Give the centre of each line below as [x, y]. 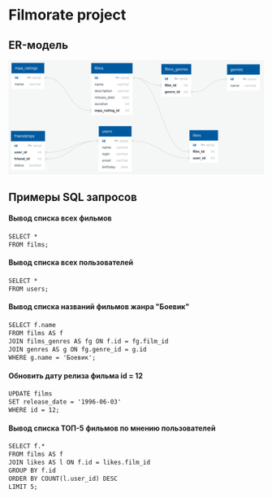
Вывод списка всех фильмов [60, 218]
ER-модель [39, 45]
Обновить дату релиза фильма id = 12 [76, 375]
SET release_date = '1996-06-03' [65, 402]
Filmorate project [67, 15]
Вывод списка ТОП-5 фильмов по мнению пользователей [112, 428]
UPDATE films [30, 394]
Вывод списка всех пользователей [71, 263]
